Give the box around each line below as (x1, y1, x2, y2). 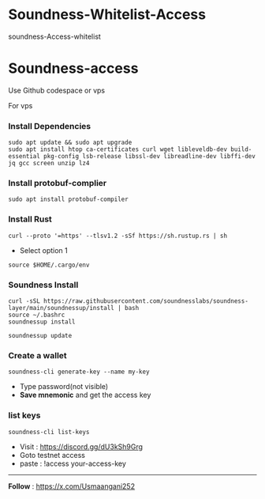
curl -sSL (8, 297, 41, 305)
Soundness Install (8, 279, 79, 290)
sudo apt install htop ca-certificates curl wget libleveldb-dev (8, 146, 227, 153)
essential (8, 153, 41, 161)
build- (230, 146, 252, 153)
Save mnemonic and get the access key (19, 390, 151, 400)
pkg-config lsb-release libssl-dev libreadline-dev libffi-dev (43, 153, 256, 161)
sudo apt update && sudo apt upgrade (8, 138, 132, 147)
